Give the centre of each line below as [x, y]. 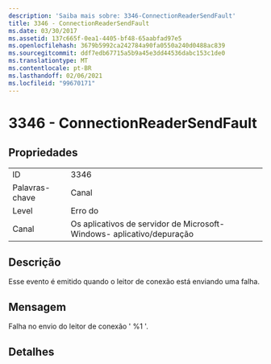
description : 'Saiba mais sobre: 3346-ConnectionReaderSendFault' [122, 16]
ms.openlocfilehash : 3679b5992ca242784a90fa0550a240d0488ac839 [117, 46]
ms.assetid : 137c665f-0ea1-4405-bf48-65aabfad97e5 [95, 38]
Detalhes [31, 352]
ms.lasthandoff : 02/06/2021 [56, 76]
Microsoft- [204, 224]
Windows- [91, 234]
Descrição [35, 262]
